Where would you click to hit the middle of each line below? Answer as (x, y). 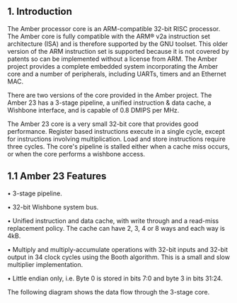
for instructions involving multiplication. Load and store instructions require (117, 139)
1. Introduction (40, 12)
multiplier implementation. (45, 264)
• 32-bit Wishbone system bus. (53, 207)
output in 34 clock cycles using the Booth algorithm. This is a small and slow (118, 257)
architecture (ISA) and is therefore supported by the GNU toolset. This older (118, 44)
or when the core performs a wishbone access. (76, 154)
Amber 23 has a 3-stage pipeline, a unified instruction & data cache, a (109, 103)
